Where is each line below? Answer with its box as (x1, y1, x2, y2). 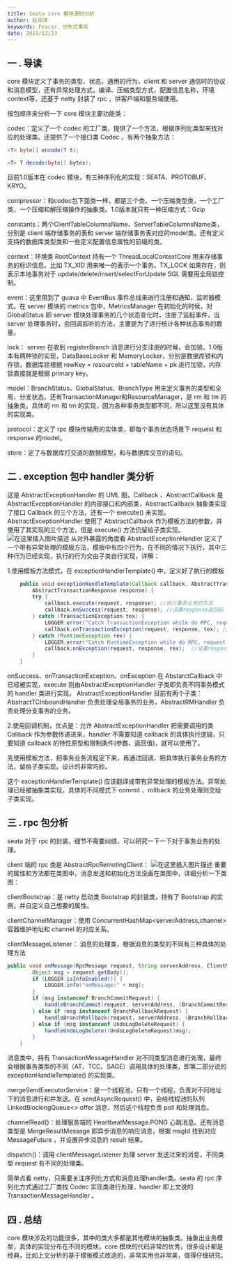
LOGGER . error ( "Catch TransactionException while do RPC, (44, 619, 214, 626)
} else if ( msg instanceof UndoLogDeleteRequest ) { (32, 1020, 186, 1027)
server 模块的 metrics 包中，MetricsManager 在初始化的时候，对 (26, 301, 213, 310)
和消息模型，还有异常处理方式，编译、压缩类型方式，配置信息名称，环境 (7, 86, 214, 94)
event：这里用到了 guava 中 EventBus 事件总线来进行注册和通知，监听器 (7, 293, 215, 301)
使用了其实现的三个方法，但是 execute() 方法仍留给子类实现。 (7, 525, 185, 534)
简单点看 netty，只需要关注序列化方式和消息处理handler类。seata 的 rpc (7, 1174, 214, 1182)
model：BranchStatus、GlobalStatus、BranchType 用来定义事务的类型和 (7, 384, 216, 392)
